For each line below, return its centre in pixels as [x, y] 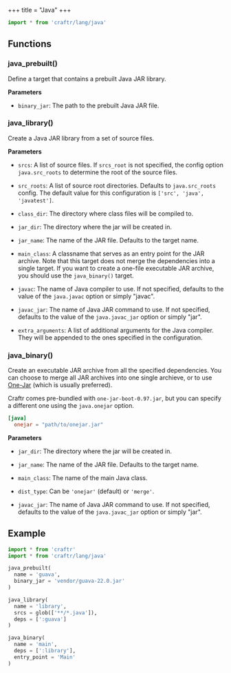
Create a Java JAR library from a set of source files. [81, 138]
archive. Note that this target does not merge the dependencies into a [116, 260]
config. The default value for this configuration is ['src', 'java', [111, 193]
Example [27, 534]
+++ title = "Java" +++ [40, 10]
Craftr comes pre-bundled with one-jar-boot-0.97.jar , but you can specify [115, 398]
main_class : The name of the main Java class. [82, 477]
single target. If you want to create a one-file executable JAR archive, [116, 268]
